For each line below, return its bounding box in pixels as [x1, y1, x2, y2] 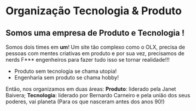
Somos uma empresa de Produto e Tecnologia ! [5, 28, 185, 38]
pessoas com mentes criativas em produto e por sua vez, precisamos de [5, 50, 185, 57]
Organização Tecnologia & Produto [5, 4, 182, 18]
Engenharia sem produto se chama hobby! [14, 74, 119, 81]
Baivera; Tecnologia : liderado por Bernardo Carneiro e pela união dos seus [5, 92, 191, 99]
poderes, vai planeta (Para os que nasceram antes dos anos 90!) [5, 98, 165, 105]
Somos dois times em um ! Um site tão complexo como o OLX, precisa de [5, 43, 186, 50]
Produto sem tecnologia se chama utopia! [14, 68, 117, 75]
